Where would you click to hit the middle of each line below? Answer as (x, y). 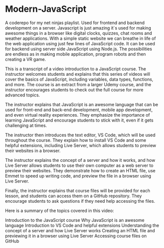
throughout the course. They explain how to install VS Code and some (76, 140)
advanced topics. (23, 95)
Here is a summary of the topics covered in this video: (59, 211)
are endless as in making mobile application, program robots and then (75, 54)
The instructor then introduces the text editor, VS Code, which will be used (80, 135)
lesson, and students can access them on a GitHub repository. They (73, 196)
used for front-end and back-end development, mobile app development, (79, 110)
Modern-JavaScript (46, 9)
